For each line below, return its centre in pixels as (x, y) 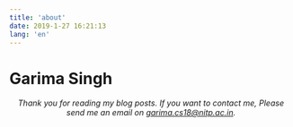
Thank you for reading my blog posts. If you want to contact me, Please (151, 103)
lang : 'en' (30, 34)
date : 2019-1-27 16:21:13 (58, 26)
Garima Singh (61, 78)
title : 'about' (38, 17)
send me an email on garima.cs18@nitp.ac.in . (151, 113)
